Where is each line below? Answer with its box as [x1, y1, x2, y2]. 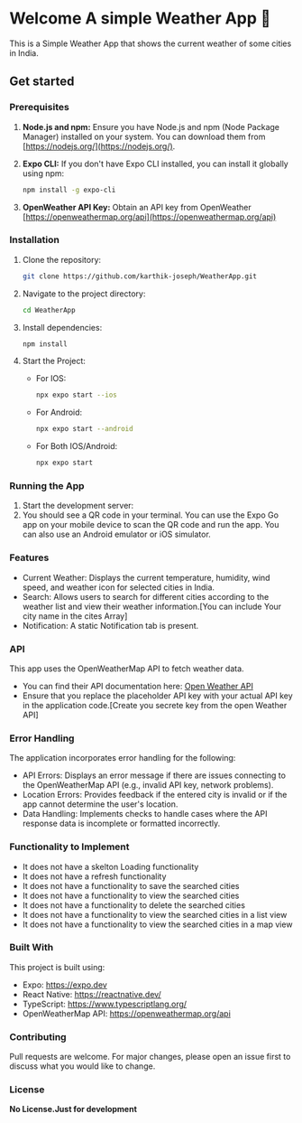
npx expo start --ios [35, 390, 117, 400]
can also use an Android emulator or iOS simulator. [22, 529, 212, 540]
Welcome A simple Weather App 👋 [9, 8, 271, 29]
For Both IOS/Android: [35, 441, 118, 452]
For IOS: [35, 373, 67, 384]
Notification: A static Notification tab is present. [22, 620, 199, 631]
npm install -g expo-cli [22, 185, 116, 194]
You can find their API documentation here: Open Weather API [22, 680, 254, 691]
